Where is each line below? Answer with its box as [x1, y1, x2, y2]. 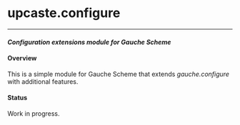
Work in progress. [7, 109, 60, 118]
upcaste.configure [7, 5, 121, 21]
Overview [7, 54, 37, 62]
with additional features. [7, 77, 79, 86]
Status [7, 94, 28, 102]
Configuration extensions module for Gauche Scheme [7, 38, 171, 46]
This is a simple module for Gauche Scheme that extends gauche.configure [7, 70, 230, 78]
